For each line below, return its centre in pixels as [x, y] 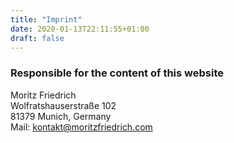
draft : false [37, 38]
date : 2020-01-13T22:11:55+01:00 [80, 29]
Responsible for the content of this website [117, 73]
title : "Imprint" [46, 19]
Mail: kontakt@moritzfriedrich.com [81, 127]
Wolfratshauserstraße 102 [63, 105]
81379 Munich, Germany [61, 116]
